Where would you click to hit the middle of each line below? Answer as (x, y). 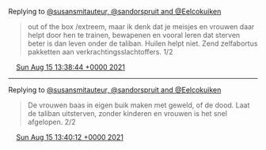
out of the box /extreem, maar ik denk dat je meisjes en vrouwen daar (141, 26)
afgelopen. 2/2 (52, 122)
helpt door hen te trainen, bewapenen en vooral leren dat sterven (134, 35)
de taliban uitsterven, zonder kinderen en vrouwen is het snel (127, 113)
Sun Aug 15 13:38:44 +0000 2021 (70, 67)
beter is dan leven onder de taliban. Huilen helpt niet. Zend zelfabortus (142, 43)
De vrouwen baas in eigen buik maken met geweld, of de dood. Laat (139, 105)
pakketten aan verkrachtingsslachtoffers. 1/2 (100, 52)
